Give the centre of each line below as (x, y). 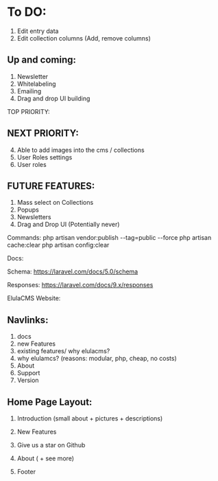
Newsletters (34, 217)
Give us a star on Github (51, 445)
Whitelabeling (36, 84)
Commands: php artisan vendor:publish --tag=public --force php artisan (109, 238)
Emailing (29, 91)
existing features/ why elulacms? (63, 351)
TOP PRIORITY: (28, 111)
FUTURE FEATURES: (51, 186)
